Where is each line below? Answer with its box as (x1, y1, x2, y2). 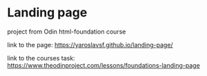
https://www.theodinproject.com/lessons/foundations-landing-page (7, 61, 200, 69)
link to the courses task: (7, 53, 75, 62)
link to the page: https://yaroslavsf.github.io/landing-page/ (7, 40, 174, 49)
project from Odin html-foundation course (7, 27, 126, 36)
